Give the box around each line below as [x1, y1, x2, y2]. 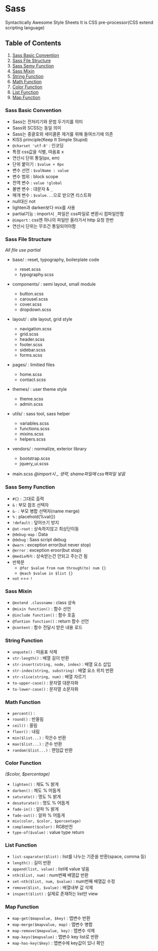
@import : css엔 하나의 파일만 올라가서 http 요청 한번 [12, 217, 114, 223]
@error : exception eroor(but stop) [12, 547, 81, 553]
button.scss [19, 291, 44, 297]
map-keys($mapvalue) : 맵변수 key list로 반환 [12, 934, 99, 940]
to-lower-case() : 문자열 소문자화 [12, 686, 79, 692]
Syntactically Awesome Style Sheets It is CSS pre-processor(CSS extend [5, 19, 154, 25]
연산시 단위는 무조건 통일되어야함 [12, 223, 76, 229]
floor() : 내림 [12, 728, 40, 734]
